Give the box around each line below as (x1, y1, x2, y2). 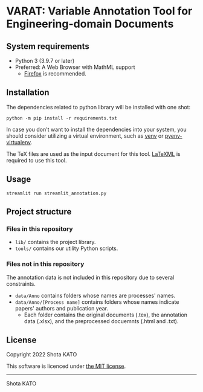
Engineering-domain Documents (6, 17, 174, 31)
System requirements (6, 41, 89, 51)
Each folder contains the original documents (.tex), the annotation (24, 311, 188, 318)
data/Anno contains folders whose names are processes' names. (14, 292, 176, 299)
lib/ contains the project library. (14, 239, 96, 246)
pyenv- (164, 132, 182, 140)
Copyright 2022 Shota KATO (6, 351, 77, 358)
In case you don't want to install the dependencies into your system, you (6, 126, 187, 133)
